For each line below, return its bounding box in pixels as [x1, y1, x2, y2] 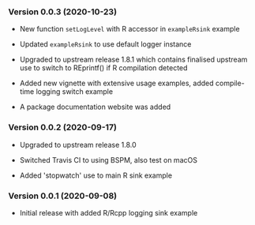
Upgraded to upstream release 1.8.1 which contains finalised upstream [19, 54, 248, 65]
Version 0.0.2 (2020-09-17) [8, 122, 117, 133]
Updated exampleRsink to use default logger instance [19, 39, 192, 49]
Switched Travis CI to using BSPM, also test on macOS [19, 155, 197, 164]
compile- [216, 78, 245, 88]
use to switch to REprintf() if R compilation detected [19, 63, 188, 73]
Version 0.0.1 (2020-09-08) [8, 190, 117, 201]
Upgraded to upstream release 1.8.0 [19, 140, 137, 149]
